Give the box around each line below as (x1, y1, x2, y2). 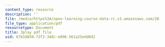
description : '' (5, 12, 38, 17)
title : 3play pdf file (5, 30, 52, 35)
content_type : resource (5, 7, 54, 12)
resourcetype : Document (5, 25, 54, 30)
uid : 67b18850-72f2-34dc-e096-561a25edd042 (5, 35, 96, 40)
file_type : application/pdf (5, 21, 63, 26)
